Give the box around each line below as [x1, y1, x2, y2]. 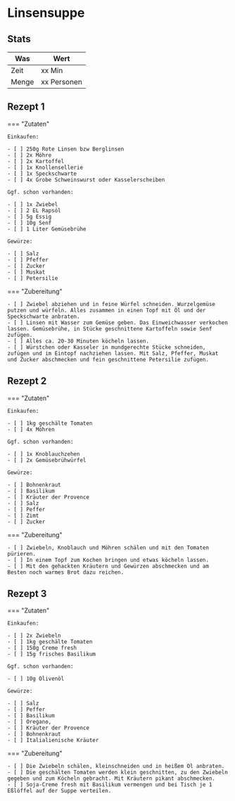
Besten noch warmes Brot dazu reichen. [7, 568, 125, 576]
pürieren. [7, 550, 37, 557]
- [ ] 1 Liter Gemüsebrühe [7, 225, 87, 233]
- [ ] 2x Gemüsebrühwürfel [7, 456, 87, 463]
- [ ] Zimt [7, 512, 39, 519]
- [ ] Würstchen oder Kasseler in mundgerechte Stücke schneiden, [7, 343, 206, 351]
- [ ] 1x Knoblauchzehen [7, 450, 80, 458]
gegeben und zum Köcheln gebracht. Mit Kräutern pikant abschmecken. [7, 775, 216, 782]
